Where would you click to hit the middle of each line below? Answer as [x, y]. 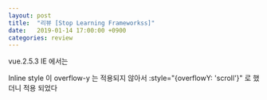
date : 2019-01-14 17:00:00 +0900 [67, 30]
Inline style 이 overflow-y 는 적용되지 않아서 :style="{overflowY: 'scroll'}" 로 [130, 78]
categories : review [41, 38]
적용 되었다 [40, 88]
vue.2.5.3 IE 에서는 [38, 61]
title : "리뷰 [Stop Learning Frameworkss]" [82, 23]
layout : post [30, 15]
